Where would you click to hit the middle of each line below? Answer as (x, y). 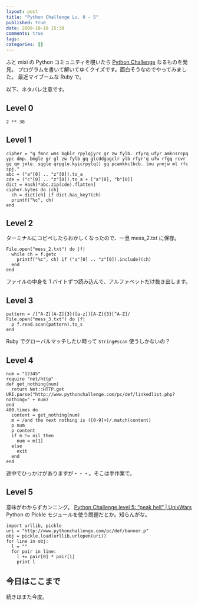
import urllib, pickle (34, 526)
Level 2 (20, 223)
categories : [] (25, 45)
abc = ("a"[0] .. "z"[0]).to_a (44, 174)
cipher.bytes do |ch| (33, 189)
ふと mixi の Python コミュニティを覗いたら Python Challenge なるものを (94, 62)
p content (23, 430)
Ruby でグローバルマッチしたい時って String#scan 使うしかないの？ (88, 341)
